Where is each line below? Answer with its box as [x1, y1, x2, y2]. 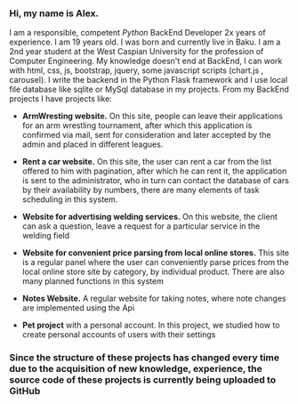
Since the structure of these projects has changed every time [9, 351, 280, 364]
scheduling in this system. [21, 194, 118, 205]
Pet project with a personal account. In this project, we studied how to [21, 319, 280, 331]
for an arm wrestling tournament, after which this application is [21, 120, 253, 131]
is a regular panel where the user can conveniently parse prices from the [21, 257, 289, 268]
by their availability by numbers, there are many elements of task [21, 185, 260, 196]
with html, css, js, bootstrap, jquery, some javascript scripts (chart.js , [9, 65, 264, 76]
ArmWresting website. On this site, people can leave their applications [21, 110, 283, 122]
